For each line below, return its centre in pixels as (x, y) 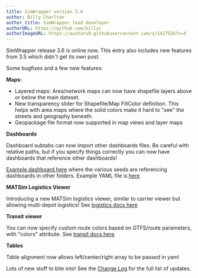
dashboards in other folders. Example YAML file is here (73, 176)
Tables (15, 245)
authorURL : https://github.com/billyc (54, 28)
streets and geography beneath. (54, 117)
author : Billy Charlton (35, 17)
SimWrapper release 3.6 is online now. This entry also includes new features (99, 50)
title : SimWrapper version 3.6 (45, 12)
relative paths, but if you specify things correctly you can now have (88, 152)
